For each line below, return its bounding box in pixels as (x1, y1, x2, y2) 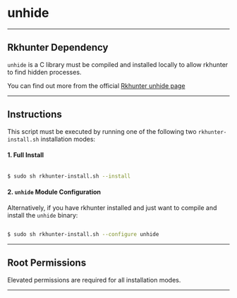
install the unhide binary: (7, 211, 78, 219)
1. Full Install (7, 151, 44, 159)
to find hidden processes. (7, 68, 82, 76)
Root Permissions (7, 257, 87, 269)
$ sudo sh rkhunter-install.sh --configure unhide (7, 230, 159, 237)
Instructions (7, 108, 62, 120)
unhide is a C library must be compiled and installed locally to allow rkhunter (7, 60, 229, 68)
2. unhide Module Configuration (7, 188, 101, 197)
